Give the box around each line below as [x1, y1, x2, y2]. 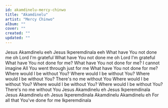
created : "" [5, 31, 30, 36]
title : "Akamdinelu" [5, 12, 49, 17]
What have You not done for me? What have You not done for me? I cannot [5, 60, 160, 66]
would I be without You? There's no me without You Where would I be [5, 76, 149, 82]
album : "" [5, 21, 26, 27]
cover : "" [5, 26, 26, 31]
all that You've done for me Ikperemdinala [5, 97, 91, 103]
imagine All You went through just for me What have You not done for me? [5, 65, 158, 71]
